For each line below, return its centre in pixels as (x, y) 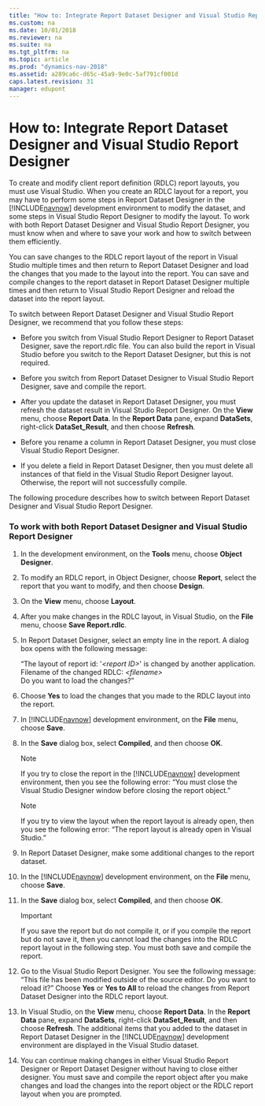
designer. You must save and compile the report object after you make (134, 1077)
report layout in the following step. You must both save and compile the (136, 948)
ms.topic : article (39, 60)
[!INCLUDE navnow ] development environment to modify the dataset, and (127, 208)
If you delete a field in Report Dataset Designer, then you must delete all (137, 466)
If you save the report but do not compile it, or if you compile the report (135, 930)
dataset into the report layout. (57, 299)
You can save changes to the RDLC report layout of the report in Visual (123, 257)
